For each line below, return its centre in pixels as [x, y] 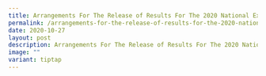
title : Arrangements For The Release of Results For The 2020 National [129, 15]
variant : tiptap [35, 60]
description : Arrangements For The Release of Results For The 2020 [123, 45]
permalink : [26, 23]
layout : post [30, 38]
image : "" [25, 52]
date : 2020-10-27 [37, 30]
